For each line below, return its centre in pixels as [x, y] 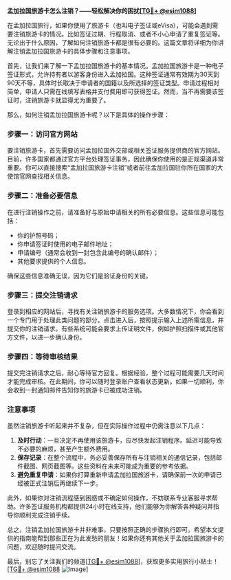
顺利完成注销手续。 [46, 515]
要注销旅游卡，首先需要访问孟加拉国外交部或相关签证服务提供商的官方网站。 [115, 150]
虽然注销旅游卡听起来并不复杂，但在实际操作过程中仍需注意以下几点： [107, 426]
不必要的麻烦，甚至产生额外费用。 [65, 449]
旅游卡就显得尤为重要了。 [73, 100]
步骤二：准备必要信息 [42, 196]
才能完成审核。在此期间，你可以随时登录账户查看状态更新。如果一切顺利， [112, 381]
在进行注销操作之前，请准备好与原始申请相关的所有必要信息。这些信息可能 [112, 212]
